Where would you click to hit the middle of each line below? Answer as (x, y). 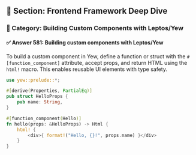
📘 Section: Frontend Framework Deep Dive (87, 11)
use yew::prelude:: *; (33, 80)
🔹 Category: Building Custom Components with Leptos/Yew (95, 28)
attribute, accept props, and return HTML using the (124, 62)
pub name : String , (40, 102)
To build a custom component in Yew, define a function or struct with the (96, 56)
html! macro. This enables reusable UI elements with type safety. (87, 69)
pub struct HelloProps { (37, 97)
